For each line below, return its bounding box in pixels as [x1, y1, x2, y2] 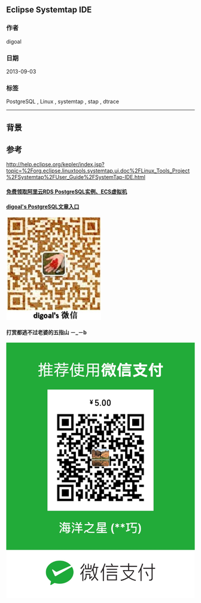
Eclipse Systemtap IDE [6, 5, 92, 15]
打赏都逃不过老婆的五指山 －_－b [6, 329, 87, 336]
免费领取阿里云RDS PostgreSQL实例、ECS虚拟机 [6, 188, 127, 195]
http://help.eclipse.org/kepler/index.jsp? [6, 161, 105, 168]
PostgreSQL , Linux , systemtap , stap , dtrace [6, 98, 120, 105]
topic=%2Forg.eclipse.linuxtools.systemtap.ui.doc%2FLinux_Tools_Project [6, 167, 190, 174]
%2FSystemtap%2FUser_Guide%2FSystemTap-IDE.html [6, 174, 145, 181]
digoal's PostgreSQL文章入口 [6, 203, 80, 210]
